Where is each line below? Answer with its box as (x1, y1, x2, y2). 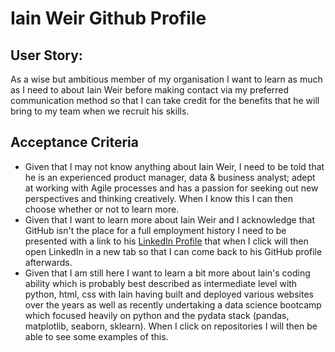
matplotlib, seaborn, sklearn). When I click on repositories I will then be (24, 320, 318, 332)
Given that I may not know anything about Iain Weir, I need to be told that (24, 160, 325, 172)
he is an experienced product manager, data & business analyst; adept (24, 171, 316, 183)
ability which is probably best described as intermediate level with (24, 277, 298, 289)
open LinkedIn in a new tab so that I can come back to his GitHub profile (24, 245, 323, 257)
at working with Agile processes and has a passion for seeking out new (24, 182, 319, 194)
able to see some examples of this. (24, 330, 169, 342)
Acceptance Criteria (10, 134, 139, 151)
